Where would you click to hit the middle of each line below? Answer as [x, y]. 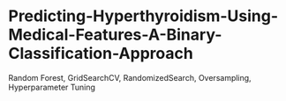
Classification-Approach [101, 54]
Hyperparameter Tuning [52, 87]
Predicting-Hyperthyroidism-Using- [143, 16]
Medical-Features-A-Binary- [115, 35]
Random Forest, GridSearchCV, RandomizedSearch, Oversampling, [130, 77]
